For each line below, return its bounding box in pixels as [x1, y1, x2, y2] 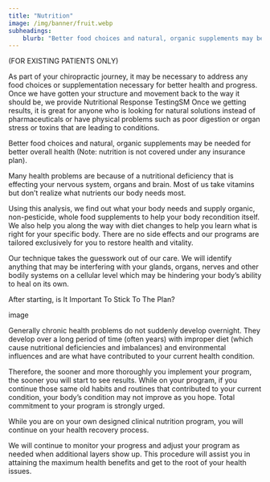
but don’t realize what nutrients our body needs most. [8, 188, 186, 198]
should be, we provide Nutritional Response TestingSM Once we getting [8, 97, 247, 107]
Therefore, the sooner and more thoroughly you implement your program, [8, 367, 252, 377]
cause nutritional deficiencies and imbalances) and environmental [8, 343, 227, 353]
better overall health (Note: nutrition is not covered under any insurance [8, 147, 246, 157]
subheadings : [8, 27, 52, 35]
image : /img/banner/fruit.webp [8, 19, 113, 27]
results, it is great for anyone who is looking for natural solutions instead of [8, 106, 256, 116]
